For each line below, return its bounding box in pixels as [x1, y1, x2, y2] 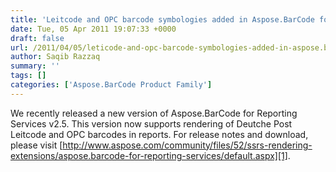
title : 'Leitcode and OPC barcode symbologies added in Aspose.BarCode [10, 14, 315, 25]
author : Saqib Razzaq [10, 52, 101, 62]
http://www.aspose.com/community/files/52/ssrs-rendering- [62, 139, 313, 151]
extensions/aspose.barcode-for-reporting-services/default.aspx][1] [10, 149, 288, 161]
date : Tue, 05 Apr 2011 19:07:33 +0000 [10, 24, 177, 34]
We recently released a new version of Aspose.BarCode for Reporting [10, 107, 298, 119]
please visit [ [10, 139, 63, 151]
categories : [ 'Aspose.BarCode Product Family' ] [10, 80, 213, 90]
